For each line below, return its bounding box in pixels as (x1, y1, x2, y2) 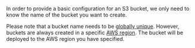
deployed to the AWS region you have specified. (6, 36, 125, 42)
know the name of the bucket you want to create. (6, 11, 127, 18)
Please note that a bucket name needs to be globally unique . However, (6, 23, 179, 30)
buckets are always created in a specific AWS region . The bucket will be (6, 29, 184, 36)
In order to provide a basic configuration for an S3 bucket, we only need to (6, 5, 190, 12)
